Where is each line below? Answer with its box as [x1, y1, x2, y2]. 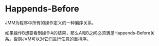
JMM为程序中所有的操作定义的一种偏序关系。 [5, 20, 96, 25]
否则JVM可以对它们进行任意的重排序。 [13, 36, 91, 42]
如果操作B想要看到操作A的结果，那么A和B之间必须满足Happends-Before [5, 30, 151, 35]
